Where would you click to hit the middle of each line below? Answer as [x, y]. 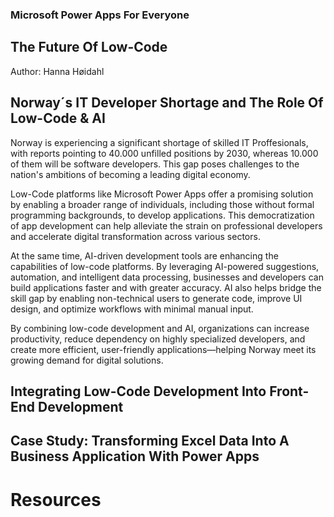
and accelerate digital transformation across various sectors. [135, 236]
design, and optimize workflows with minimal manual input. [132, 309]
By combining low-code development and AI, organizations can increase [160, 328]
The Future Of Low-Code [89, 47]
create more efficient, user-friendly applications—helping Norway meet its [163, 349]
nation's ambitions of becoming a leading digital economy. [130, 174]
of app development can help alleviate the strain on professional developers [166, 225]
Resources [56, 499]
